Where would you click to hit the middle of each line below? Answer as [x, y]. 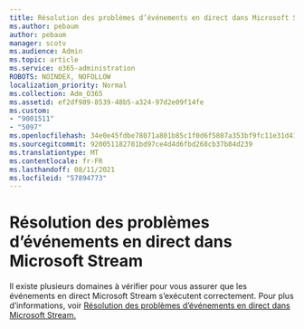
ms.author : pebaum [44, 26]
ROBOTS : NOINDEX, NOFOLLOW [60, 77]
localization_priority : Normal [68, 85]
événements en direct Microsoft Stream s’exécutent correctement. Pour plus [152, 296]
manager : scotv [38, 43]
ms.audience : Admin [46, 52]
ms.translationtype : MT [54, 152]
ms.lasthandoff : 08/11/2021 [62, 169]
